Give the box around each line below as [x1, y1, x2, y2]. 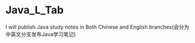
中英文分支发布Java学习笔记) [5, 30, 76, 38]
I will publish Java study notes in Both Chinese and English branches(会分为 [5, 23, 190, 30]
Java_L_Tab [5, 3, 64, 17]
